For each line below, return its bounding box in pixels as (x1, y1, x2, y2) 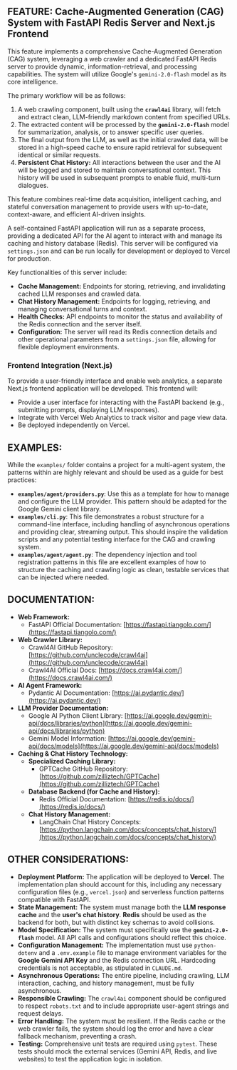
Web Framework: (17, 612, 70, 621)
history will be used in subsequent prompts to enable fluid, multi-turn (17, 173, 221, 181)
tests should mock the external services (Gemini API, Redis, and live (17, 1046, 217, 1056)
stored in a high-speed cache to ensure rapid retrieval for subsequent (17, 143, 223, 151)
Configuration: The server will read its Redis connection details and (17, 327, 217, 336)
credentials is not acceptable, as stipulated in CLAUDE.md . (17, 964, 183, 972)
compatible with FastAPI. (17, 895, 91, 904)
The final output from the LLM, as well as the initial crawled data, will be (17, 135, 228, 144)
